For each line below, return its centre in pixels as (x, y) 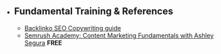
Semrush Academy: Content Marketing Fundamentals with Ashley (119, 35)
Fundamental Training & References (93, 11)
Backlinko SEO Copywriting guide (72, 28)
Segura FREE (43, 43)
